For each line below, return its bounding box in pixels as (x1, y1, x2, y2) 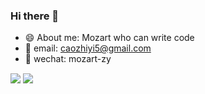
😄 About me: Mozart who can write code (24, 32, 195, 44)
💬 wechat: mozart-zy (24, 53, 112, 65)
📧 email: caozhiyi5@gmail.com (24, 42, 152, 54)
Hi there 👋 (10, 9, 60, 23)
